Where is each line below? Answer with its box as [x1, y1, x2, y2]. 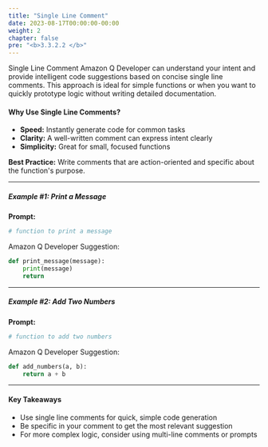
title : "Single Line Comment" [8, 11, 109, 20]
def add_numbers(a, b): [8, 362, 88, 370]
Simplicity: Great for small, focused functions [19, 142, 171, 152]
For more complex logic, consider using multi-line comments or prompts [19, 429, 258, 439]
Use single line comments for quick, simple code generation [19, 413, 218, 422]
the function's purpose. [8, 166, 85, 176]
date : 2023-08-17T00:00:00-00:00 [8, 19, 120, 27]
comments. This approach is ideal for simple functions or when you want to [8, 81, 257, 90]
